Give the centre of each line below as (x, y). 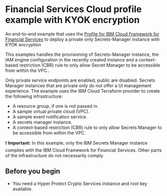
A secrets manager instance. (42, 122)
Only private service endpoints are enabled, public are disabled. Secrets (80, 80)
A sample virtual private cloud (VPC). (51, 111)
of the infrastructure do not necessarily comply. (55, 155)
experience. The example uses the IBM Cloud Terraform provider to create (83, 91)
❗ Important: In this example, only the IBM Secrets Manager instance (76, 143)
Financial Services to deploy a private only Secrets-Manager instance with (82, 39)
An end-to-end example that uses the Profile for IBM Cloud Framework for (82, 34)
